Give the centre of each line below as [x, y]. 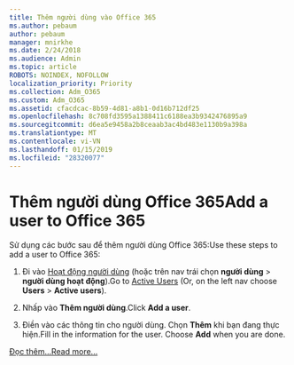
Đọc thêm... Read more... [54, 352]
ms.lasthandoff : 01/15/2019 [61, 149]
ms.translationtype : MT [53, 133]
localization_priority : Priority [71, 83]
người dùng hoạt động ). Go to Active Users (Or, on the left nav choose [149, 282]
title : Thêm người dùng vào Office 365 [83, 17]
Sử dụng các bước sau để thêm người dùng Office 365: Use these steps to [143, 245]
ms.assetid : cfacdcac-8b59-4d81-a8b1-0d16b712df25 [104, 108]
